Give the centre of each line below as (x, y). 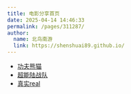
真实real (29, 83)
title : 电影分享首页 (33, 13)
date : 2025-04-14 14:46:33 (46, 20)
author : (18, 33)
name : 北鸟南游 (33, 39)
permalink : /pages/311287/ (46, 26)
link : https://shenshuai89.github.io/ (69, 46)
